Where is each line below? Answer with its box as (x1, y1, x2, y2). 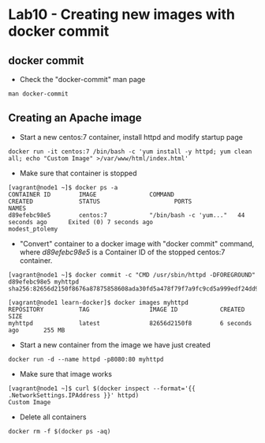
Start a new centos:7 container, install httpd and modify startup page (19, 132, 243, 141)
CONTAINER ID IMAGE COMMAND (8, 190, 175, 198)
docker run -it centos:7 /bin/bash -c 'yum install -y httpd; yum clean (8, 148, 252, 156)
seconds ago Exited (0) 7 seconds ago (8, 218, 154, 226)
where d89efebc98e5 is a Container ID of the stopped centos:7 (19, 247, 226, 257)
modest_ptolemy (8, 225, 58, 233)
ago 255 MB (8, 326, 65, 334)
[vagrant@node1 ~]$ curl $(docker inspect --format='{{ (8, 385, 196, 392)
